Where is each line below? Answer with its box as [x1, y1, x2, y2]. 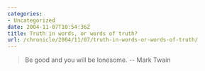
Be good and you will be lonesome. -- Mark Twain [24, 56, 172, 64]
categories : [7, 10, 43, 18]
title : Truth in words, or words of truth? [7, 30, 138, 37]
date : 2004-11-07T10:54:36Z [7, 23, 91, 30]
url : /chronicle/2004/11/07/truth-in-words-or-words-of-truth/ [7, 37, 199, 44]
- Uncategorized [7, 17, 55, 24]
